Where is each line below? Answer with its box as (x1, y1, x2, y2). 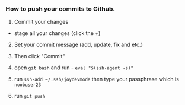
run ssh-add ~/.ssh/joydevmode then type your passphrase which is (14, 76, 179, 83)
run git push (14, 93, 46, 100)
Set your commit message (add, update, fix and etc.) (14, 41, 143, 49)
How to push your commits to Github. (5, 5, 116, 13)
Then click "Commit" (14, 53, 66, 60)
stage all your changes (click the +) (14, 30, 101, 37)
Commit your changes (14, 18, 69, 26)
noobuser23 (14, 82, 42, 88)
